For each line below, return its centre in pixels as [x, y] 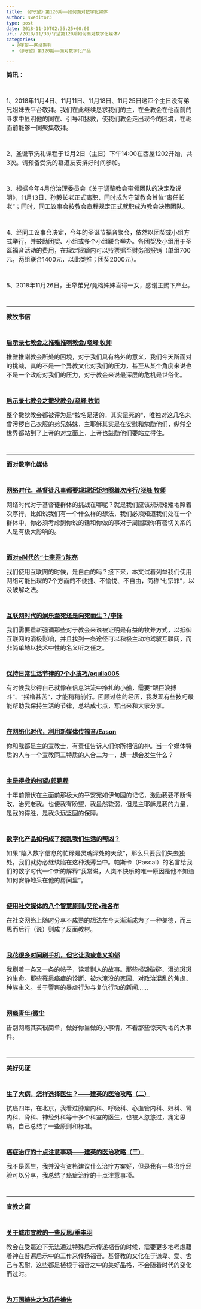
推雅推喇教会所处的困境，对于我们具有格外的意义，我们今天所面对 [99, 356]
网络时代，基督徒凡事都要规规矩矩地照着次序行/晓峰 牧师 [86, 490]
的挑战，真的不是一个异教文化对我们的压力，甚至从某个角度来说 [96, 365]
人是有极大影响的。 [33, 532]
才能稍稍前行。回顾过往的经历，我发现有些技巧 [122, 696]
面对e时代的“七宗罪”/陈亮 [42, 557]
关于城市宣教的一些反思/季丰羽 [49, 1232]
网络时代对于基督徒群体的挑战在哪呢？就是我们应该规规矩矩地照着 [99, 505]
